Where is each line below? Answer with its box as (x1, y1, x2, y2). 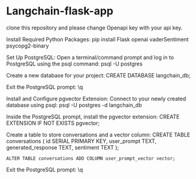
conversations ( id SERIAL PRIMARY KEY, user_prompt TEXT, (6, 137, 157, 145)
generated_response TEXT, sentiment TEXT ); (6, 144, 119, 151)
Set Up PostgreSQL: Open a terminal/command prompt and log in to (6, 53, 174, 61)
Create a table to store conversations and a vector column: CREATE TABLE (6, 131, 191, 138)
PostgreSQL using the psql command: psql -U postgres (6, 60, 143, 67)
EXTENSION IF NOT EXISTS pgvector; (6, 119, 100, 127)
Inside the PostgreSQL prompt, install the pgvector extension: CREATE (6, 113, 180, 120)
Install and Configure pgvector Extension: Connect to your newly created (6, 95, 186, 102)
